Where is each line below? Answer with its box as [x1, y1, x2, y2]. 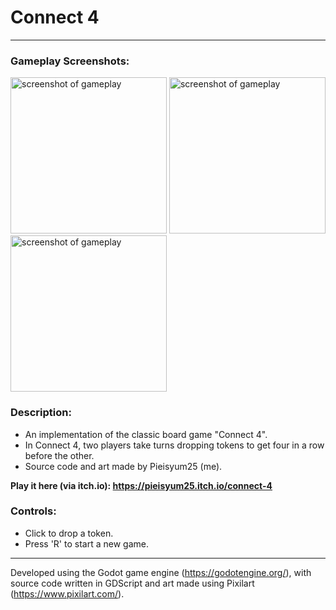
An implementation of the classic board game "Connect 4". [24, 428, 268, 440]
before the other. [24, 449, 95, 461]
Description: [10, 406, 72, 420]
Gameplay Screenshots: [10, 54, 130, 68]
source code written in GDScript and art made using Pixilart [10, 577, 255, 589]
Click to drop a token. [24, 527, 114, 539]
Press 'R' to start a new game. [24, 537, 149, 550]
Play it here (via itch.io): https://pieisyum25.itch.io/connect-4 [10, 479, 273, 491]
